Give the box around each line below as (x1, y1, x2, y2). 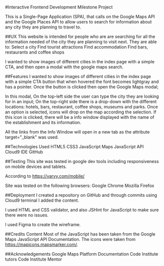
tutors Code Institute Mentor (5, 256, 62, 262)
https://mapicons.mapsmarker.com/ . (5, 241, 78, 247)
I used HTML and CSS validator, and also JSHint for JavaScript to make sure (5, 207, 159, 213)
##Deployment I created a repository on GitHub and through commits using (5, 192, 158, 198)
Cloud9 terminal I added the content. (5, 197, 79, 203)
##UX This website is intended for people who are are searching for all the (5, 34, 156, 39)
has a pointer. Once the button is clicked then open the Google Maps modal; (5, 84, 159, 90)
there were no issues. (5, 212, 49, 218)
